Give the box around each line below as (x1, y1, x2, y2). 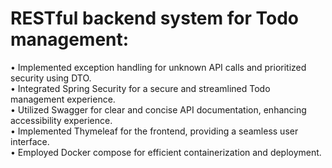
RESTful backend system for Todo (10, 7, 299, 30)
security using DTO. (10, 72, 92, 84)
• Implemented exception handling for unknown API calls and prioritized (10, 61, 307, 73)
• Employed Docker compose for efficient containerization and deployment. (10, 146, 322, 158)
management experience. (10, 93, 116, 105)
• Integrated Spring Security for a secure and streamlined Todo (10, 82, 271, 94)
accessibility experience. (10, 114, 113, 126)
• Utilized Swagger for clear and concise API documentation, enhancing (10, 103, 307, 116)
